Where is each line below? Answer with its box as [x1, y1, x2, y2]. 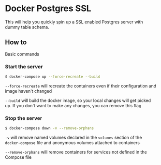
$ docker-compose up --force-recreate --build [5, 74, 101, 79]
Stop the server [5, 115, 43, 121]
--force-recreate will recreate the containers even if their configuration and [5, 83, 157, 89]
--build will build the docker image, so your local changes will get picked [5, 98, 151, 103]
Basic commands [5, 51, 40, 57]
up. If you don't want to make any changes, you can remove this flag [5, 102, 142, 108]
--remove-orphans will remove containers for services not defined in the [5, 149, 147, 155]
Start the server [5, 63, 43, 70]
